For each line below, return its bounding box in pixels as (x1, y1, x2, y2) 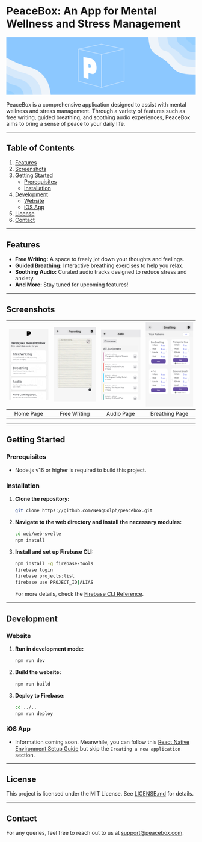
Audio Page (106, 410, 135, 417)
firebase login (14, 567, 54, 573)
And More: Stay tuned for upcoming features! (14, 281, 129, 288)
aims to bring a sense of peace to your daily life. (6, 120, 126, 127)
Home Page (14, 410, 43, 417)
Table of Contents (6, 143, 75, 153)
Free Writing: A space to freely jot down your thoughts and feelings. (14, 256, 185, 263)
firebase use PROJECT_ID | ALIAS (14, 580, 94, 586)
